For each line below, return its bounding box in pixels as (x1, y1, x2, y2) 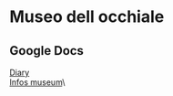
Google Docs (9, 43, 85, 59)
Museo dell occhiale (9, 6, 165, 27)
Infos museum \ (9, 77, 66, 88)
